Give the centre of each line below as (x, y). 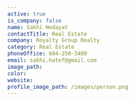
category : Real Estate (41, 47)
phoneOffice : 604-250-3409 (47, 54)
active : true (27, 14)
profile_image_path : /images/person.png (68, 87)
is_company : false (34, 21)
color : (17, 73)
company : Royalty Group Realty (54, 41)
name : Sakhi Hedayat (38, 27)
